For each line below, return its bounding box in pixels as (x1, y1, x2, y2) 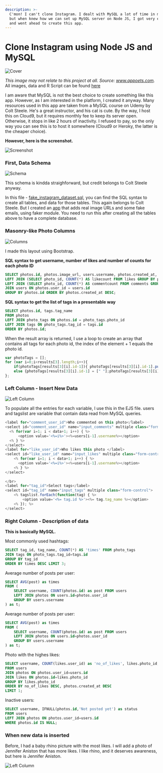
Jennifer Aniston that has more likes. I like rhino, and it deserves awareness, (5, 748, 157, 754)
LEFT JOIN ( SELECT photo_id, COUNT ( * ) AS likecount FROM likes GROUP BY (5, 276, 155, 282)
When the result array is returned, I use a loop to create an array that (5, 335, 142, 341)
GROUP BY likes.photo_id (5, 679, 55, 684)
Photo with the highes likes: (5, 652, 60, 657)
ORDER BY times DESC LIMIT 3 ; (5, 561, 66, 566)
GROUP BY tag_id (5, 557, 38, 561)
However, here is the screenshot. (5, 138, 73, 144)
